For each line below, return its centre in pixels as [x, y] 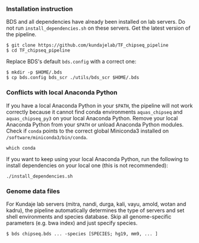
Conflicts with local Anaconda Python [62, 93]
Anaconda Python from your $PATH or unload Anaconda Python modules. [95, 124]
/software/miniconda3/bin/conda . [47, 137]
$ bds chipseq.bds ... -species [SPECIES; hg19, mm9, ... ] [82, 233]
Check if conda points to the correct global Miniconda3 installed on [88, 131]
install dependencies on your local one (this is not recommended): [87, 165]
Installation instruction [40, 9]
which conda [21, 148]
